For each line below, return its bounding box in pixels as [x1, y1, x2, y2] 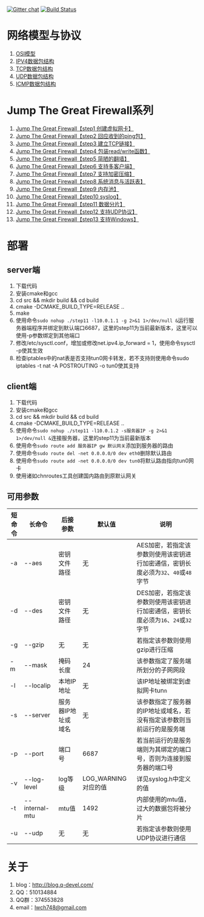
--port [24, 749, 44, 758]
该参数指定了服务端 [136, 657, 191, 665]
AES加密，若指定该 [136, 541, 191, 549]
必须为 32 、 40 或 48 [142, 568, 192, 576]
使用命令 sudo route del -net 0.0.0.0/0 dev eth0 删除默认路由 [15, 449, 172, 456]
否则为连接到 [148, 754, 185, 763]
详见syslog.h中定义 [136, 775, 191, 783]
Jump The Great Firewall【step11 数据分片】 [15, 200, 126, 208]
